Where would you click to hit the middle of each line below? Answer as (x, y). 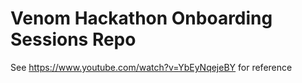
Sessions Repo (73, 39)
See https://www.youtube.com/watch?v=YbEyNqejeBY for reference (151, 67)
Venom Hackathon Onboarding (141, 18)
